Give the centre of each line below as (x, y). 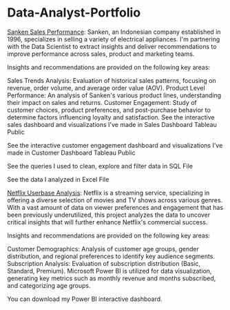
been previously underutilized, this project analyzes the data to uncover (109, 215)
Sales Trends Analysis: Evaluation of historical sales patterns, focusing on (112, 80)
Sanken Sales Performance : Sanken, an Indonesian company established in (114, 32)
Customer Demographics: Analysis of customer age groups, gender (103, 249)
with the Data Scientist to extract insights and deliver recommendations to (112, 46)
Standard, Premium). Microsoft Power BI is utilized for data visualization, (109, 271)
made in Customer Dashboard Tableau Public (71, 153)
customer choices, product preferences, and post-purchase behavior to (109, 110)
